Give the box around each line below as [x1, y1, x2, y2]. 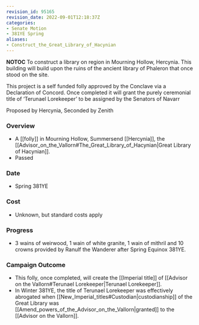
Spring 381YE [14, 182, 48, 190]
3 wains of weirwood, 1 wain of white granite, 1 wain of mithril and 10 [14, 240, 184, 247]
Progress [6, 226, 33, 234]
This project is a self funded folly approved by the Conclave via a [6, 82, 166, 89]
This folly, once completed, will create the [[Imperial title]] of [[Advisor [14, 274, 188, 281]
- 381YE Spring [6, 31, 44, 37]
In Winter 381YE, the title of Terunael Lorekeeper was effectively [14, 287, 173, 294]
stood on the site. [6, 71, 50, 78]
